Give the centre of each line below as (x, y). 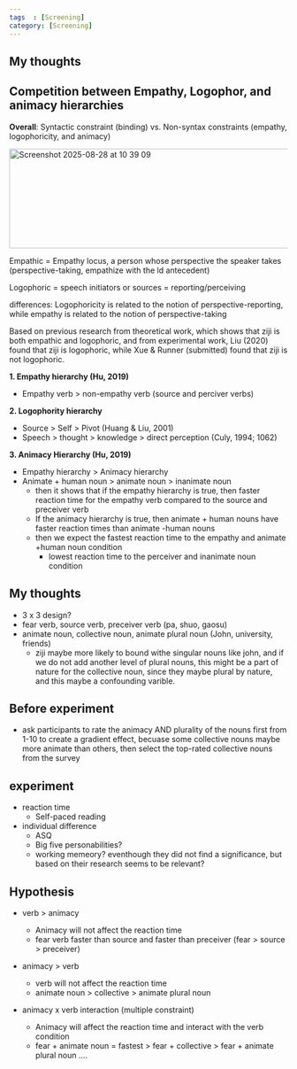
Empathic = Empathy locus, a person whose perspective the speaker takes (145, 260)
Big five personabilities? (79, 845)
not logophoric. (37, 359)
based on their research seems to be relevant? (120, 864)
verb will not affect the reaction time (101, 983)
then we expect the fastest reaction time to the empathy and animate (160, 538)
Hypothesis (42, 891)
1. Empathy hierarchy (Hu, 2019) (69, 376)
